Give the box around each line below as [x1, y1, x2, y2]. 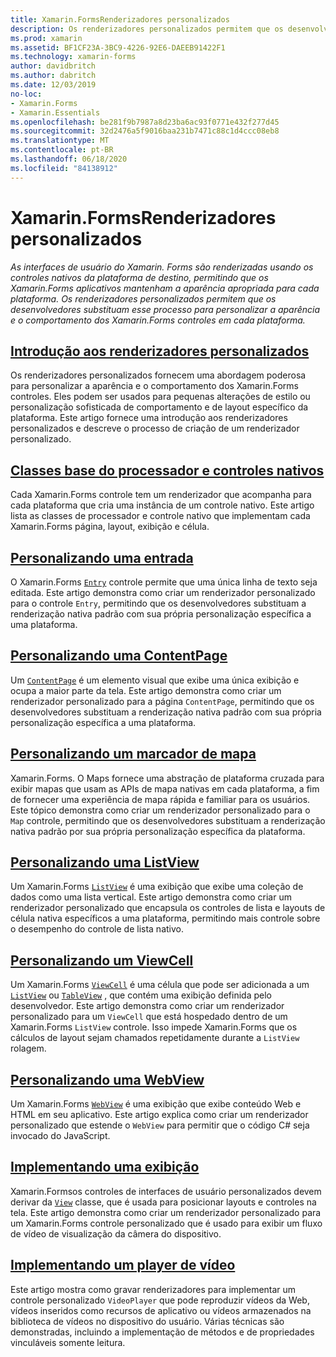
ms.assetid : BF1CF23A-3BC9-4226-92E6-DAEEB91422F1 [10, 42, 226, 53]
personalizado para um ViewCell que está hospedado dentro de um [10, 1011, 288, 1023]
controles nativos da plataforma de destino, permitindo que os [10, 271, 269, 283]
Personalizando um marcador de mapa [10, 746, 257, 763]
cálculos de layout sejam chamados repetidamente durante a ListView [10, 1032, 300, 1044]
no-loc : [10, 89, 43, 99]
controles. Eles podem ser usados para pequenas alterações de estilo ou [10, 391, 311, 403]
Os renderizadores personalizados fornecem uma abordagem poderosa [10, 369, 307, 381]
